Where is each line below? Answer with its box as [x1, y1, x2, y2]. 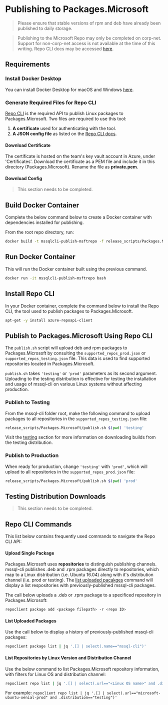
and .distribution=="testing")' [49, 695, 117, 700]
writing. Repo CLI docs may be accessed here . [17, 45, 114, 51]
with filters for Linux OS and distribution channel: [5, 671, 106, 677]
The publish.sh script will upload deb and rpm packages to [5, 345, 127, 351]
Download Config [5, 175, 42, 181]
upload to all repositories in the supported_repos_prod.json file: [5, 468, 135, 474]
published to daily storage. [17, 25, 72, 31]
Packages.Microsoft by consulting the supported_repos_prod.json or [5, 350, 146, 356]
